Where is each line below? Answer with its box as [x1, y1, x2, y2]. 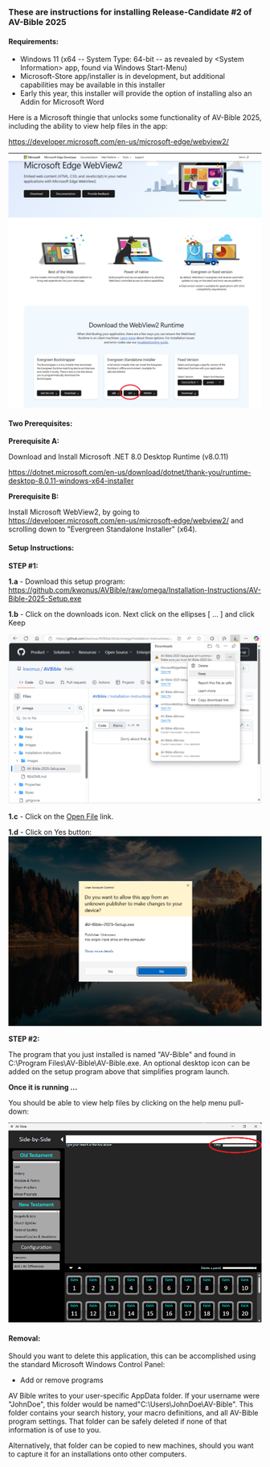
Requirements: [8, 36, 59, 46]
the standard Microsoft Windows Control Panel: [8, 1360, 166, 1370]
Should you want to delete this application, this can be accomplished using [8, 1351, 256, 1361]
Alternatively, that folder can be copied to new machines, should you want [8, 1440, 255, 1451]
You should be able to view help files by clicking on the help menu [8, 1097, 227, 1107]
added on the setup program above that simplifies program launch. [8, 1066, 231, 1076]
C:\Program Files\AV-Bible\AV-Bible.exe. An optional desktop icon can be [8, 1058, 251, 1068]
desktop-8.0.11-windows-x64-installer [8, 476, 134, 486]
